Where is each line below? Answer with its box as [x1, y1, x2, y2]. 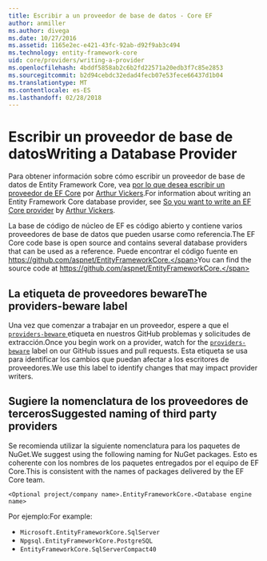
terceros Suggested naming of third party [8, 407, 217, 421]
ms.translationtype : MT [8, 78, 88, 86]
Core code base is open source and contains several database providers [8, 238, 248, 248]
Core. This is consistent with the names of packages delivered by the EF [8, 466, 245, 476]
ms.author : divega [8, 26, 70, 34]
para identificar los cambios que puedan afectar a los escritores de [8, 355, 229, 364]
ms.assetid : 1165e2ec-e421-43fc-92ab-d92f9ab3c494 [8, 42, 181, 50]
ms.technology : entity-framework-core [8, 49, 137, 57]
